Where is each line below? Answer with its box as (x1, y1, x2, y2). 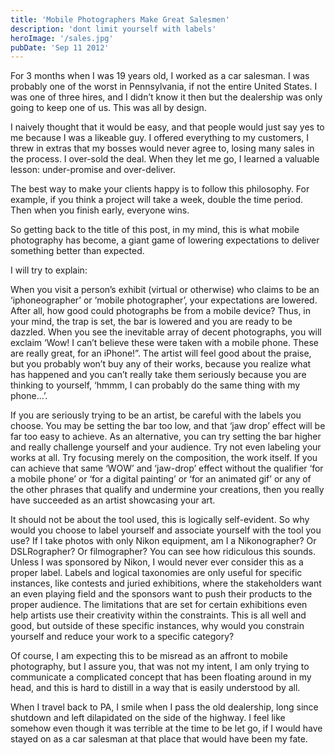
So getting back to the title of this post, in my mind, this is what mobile (10, 224, 300, 236)
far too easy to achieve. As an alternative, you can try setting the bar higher (10, 431, 322, 443)
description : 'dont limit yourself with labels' (10, 24, 217, 34)
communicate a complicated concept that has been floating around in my (10, 671, 312, 683)
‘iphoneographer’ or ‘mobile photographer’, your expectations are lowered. (10, 294, 318, 306)
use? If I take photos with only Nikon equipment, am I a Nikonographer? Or (10, 535, 317, 547)
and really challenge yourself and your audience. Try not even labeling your (10, 441, 322, 453)
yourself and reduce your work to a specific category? (10, 631, 235, 643)
